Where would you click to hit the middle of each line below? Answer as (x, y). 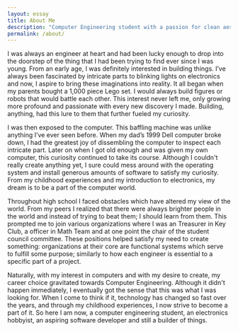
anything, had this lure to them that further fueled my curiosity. (99, 114)
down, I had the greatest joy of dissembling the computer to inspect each (114, 143)
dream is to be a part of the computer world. (72, 187)
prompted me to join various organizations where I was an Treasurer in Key (117, 224)
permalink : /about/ (36, 34)
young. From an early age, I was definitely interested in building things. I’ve (117, 69)
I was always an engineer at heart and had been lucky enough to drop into (116, 54)
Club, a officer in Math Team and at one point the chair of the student (108, 231)
